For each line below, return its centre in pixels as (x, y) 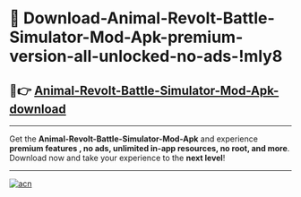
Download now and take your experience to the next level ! (117, 158)
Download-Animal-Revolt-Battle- (149, 18)
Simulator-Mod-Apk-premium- (126, 37)
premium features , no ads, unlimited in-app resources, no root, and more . (150, 148)
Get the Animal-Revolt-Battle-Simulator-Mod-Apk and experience (133, 139)
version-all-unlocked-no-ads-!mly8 (146, 56)
